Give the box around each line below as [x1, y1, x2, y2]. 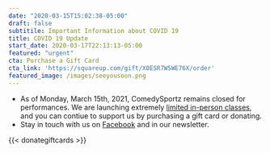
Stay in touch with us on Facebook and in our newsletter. [19, 119, 209, 129]
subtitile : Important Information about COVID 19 [8, 27, 179, 35]
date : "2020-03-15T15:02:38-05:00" [8, 11, 129, 20]
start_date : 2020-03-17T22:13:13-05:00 [8, 42, 143, 50]
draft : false [8, 19, 53, 27]
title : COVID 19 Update [8, 34, 89, 43]
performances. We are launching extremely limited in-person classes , [19, 102, 252, 112]
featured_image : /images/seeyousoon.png [8, 72, 147, 80]
